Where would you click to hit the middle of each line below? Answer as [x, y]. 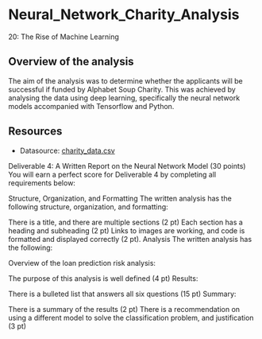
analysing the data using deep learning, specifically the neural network [124, 98]
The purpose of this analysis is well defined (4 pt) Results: [103, 278]
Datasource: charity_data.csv [67, 150]
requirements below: [42, 183]
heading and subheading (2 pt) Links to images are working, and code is [127, 230]
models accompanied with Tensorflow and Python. [91, 106]
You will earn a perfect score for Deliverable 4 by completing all [112, 174]
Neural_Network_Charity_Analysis [124, 15]
